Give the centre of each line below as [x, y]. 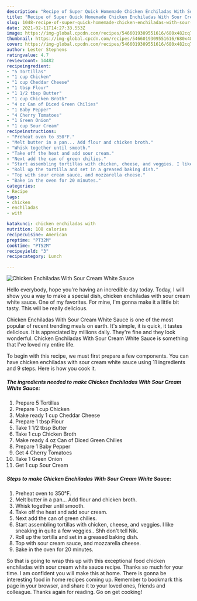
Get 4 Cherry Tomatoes [44, 453]
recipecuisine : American [37, 235]
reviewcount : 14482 [30, 60]
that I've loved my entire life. [41, 345]
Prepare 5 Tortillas [37, 403]
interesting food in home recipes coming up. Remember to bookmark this [95, 580]
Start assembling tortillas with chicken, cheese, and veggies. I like [94, 525]
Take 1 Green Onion [39, 459]
